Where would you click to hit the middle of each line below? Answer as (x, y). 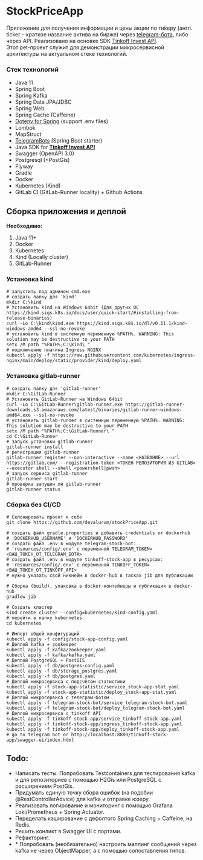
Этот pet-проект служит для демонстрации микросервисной (85, 47)
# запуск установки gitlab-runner (50, 442)
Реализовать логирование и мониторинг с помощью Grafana (94, 805)
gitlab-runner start (32, 479)
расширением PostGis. (44, 786)
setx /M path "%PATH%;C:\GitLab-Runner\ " (60, 431)
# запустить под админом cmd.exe (48, 292)
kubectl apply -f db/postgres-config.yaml (60, 665)
